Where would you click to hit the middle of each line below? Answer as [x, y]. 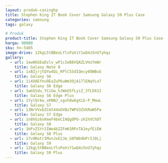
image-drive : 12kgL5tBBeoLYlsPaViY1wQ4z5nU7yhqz [58, 53]
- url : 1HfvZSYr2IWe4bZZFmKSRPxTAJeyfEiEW [56, 129]
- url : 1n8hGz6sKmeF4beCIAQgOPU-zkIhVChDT [56, 119]
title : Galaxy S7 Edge [39, 115]
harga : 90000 [19, 43]
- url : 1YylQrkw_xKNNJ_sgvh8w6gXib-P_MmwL [56, 100]
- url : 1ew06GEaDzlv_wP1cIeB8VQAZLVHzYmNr [56, 62]
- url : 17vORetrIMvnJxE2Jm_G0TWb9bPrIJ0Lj [56, 138]
